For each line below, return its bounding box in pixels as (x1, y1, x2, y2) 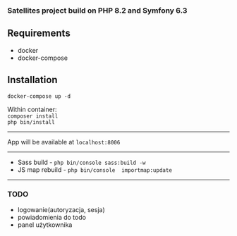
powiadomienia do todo (17, 213, 87, 221)
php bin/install (7, 118, 55, 125)
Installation (7, 74, 58, 86)
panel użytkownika (17, 221, 73, 229)
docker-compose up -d (7, 92, 71, 100)
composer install (7, 112, 59, 120)
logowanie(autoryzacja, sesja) (17, 205, 106, 213)
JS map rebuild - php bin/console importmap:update (17, 165, 173, 174)
